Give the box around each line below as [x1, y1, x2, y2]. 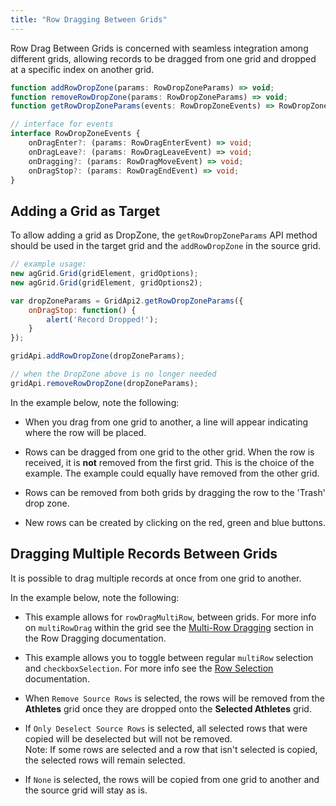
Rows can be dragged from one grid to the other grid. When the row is [24, 446, 315, 458]
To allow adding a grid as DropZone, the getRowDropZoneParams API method [10, 229, 318, 241]
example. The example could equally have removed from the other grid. [24, 467, 320, 479]
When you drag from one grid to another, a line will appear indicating [24, 416, 309, 428]
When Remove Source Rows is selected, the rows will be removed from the [24, 692, 325, 704]
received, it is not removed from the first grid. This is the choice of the [24, 456, 315, 468]
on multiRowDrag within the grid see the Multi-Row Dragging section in [24, 621, 314, 633]
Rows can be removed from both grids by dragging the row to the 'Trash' [24, 486, 326, 498]
